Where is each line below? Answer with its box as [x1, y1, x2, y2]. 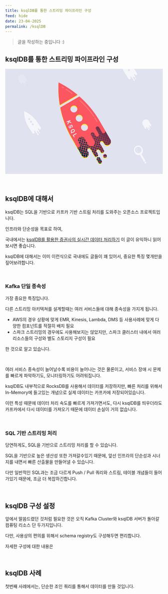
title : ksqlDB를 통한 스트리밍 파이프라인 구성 [5, 8, 91, 13]
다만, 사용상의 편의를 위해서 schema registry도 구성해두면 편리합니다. [5, 532, 141, 538]
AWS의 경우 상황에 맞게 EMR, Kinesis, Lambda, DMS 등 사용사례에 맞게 [12, 316, 154, 322]
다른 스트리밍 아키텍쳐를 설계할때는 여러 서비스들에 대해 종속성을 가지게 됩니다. [5, 306, 159, 312]
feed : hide [5, 13, 28, 19]
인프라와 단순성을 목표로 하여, [5, 226, 63, 232]
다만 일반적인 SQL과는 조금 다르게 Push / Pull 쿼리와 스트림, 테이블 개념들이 [5, 469, 153, 475]
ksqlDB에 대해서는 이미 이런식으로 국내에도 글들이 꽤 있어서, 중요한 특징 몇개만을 [5, 253, 162, 259]
